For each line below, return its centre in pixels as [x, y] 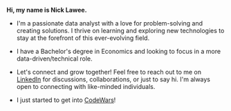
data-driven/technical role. [54, 59]
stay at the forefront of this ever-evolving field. [83, 38]
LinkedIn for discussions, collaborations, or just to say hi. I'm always [113, 79]
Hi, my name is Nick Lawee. [47, 10]
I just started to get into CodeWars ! [66, 100]
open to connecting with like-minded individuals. [86, 87]
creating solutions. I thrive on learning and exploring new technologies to [120, 31]
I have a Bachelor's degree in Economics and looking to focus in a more [119, 51]
